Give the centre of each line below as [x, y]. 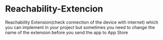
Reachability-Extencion [54, 9]
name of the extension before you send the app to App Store [67, 32]
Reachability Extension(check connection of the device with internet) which [82, 22]
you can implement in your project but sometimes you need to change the [80, 27]
